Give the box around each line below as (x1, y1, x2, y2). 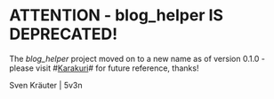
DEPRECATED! (9, 24, 118, 44)
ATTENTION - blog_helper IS (9, 5, 224, 26)
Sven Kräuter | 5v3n (9, 80, 83, 90)
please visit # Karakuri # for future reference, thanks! (9, 63, 199, 73)
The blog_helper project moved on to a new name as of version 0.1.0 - (9, 53, 265, 64)
